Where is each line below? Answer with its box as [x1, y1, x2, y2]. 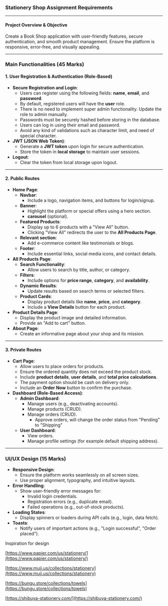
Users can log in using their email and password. [19, 122, 120, 128]
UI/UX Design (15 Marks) [5, 455, 66, 462]
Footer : [19, 245, 35, 251]
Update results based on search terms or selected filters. [27, 288, 145, 294]
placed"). [19, 531, 39, 537]
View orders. [27, 433, 54, 439]
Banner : [19, 202, 37, 208]
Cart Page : [12, 358, 35, 364]
